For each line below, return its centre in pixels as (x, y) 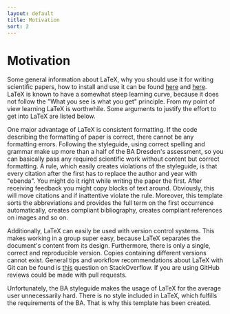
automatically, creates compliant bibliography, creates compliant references (115, 210)
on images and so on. (38, 217)
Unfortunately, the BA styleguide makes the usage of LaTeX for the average (114, 288)
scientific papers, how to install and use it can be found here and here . (107, 87)
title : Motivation (33, 20)
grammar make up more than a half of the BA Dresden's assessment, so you (115, 152)
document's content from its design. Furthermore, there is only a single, (109, 246)
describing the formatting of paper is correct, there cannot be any (101, 137)
